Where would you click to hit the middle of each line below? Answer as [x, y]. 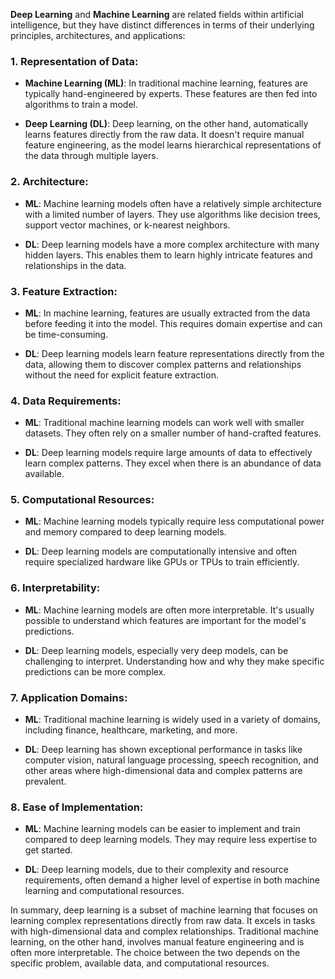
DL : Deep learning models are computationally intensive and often [161, 551]
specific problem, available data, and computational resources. [140, 963]
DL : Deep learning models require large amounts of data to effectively [168, 453]
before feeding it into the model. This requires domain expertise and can [173, 323]
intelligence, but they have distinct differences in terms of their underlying [162, 25]
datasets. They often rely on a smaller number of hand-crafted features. [173, 433]
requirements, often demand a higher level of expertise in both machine [172, 880]
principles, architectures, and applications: [98, 35]
